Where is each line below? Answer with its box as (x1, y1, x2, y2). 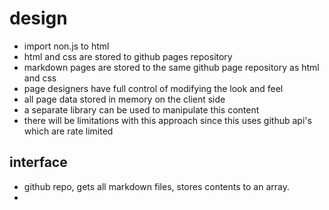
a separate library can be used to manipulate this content (23, 103, 260, 116)
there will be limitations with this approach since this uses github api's (23, 114, 312, 126)
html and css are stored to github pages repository (23, 50, 233, 62)
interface (9, 154, 68, 171)
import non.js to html (23, 40, 110, 52)
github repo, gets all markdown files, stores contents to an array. (23, 180, 290, 192)
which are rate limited (23, 125, 114, 137)
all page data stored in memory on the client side (23, 93, 226, 105)
